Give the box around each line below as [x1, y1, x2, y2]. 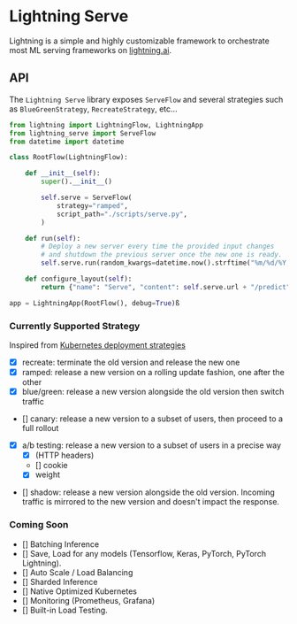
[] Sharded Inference [21, 576, 98, 587]
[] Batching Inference [21, 538, 100, 550]
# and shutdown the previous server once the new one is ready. [41, 250, 283, 259]
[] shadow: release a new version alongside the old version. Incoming [21, 487, 276, 497]
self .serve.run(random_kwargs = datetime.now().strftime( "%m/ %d [41, 258, 275, 267]
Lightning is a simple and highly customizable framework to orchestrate [9, 35, 270, 46]
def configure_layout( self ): [25, 274, 133, 283]
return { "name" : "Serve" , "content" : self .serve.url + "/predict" [41, 282, 291, 291]
